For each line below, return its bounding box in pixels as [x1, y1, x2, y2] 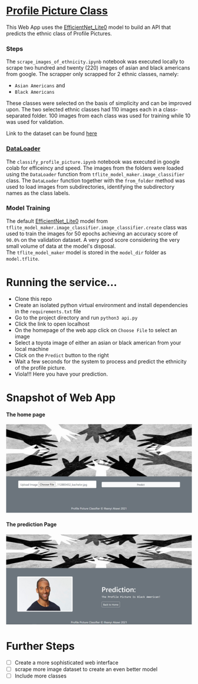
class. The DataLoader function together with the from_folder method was [6, 177, 186, 184]
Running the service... [6, 276, 117, 290]
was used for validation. [6, 119, 64, 126]
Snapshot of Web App [6, 391, 116, 405]
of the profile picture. [14, 364, 67, 371]
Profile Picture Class [6, 4, 108, 18]
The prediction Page [6, 521, 57, 528]
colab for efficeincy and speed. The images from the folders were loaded [6, 164, 184, 172]
